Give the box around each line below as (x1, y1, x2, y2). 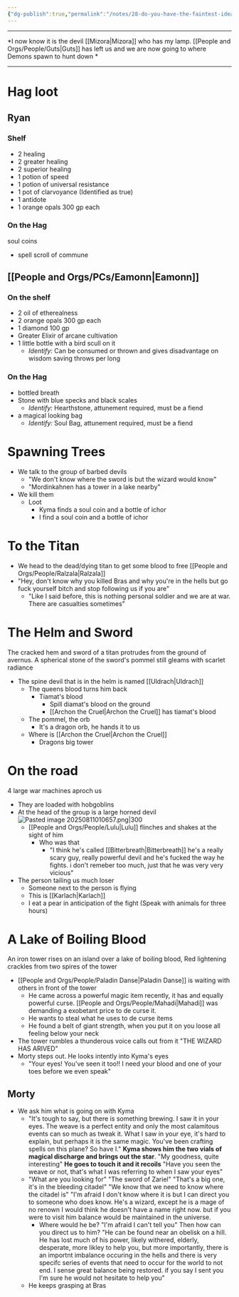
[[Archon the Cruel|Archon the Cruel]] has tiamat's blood (49, 707, 216, 716)
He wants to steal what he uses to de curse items (28, 1014, 173, 1023)
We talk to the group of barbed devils (17, 467, 127, 475)
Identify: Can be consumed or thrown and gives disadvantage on (28, 347, 219, 355)
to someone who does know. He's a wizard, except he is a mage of (28, 1198, 225, 1206)
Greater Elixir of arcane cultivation (17, 331, 118, 340)
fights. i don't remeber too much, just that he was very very (49, 861, 224, 869)
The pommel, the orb (28, 715, 90, 723)
